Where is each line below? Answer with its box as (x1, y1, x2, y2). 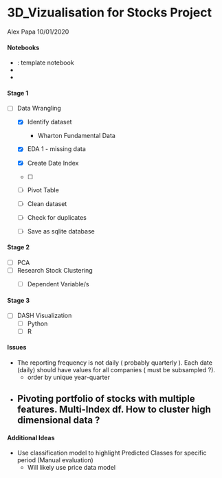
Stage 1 (7, 89, 29, 97)
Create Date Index (27, 159, 79, 167)
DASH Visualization (16, 311, 72, 320)
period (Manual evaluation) (16, 456, 94, 464)
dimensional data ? (16, 414, 100, 426)
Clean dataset (27, 199, 67, 207)
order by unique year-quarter (27, 373, 110, 381)
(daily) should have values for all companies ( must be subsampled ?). (16, 365, 215, 374)
